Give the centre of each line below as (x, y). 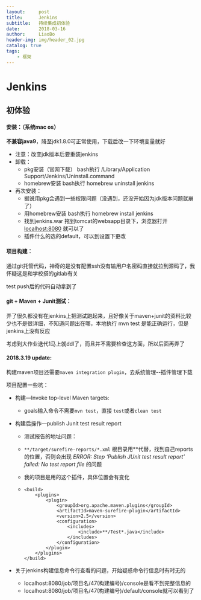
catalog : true (24, 46)
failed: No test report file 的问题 (63, 464)
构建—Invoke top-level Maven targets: (62, 398)
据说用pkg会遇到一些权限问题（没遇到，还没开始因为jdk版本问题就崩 (109, 198)
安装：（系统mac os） (32, 127)
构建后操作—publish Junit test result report (68, 424)
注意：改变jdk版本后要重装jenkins (57, 154)
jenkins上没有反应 (28, 331)
